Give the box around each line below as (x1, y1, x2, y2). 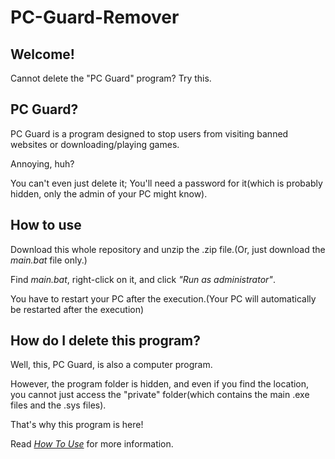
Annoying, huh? (10, 157, 75, 170)
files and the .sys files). (10, 399, 107, 411)
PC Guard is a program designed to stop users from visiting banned (10, 127, 289, 140)
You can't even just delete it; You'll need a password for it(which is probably (10, 177, 323, 189)
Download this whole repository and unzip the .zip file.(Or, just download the (10, 243, 326, 255)
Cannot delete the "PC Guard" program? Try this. (10, 72, 212, 84)
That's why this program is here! (10, 419, 144, 431)
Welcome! (10, 46, 75, 63)
